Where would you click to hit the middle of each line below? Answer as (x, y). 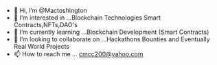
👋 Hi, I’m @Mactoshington (50, 10)
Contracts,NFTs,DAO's (45, 25)
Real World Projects (42, 46)
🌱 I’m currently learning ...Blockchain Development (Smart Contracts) (111, 32)
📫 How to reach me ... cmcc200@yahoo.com (78, 54)
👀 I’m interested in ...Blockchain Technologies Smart (87, 18)
